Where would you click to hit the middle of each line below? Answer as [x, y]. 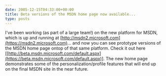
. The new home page [125, 59]
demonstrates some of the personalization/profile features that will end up [81, 64]
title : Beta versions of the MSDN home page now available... [70, 14]
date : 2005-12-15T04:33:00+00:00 [40, 10]
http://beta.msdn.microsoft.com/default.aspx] [55, 53]
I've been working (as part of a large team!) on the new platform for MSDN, [82, 33]
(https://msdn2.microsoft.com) [36, 43]
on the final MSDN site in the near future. [47, 69]
